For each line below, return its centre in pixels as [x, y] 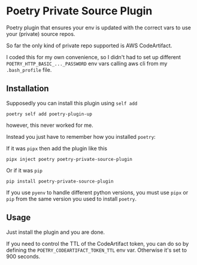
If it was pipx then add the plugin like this [57, 148]
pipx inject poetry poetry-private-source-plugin [69, 159]
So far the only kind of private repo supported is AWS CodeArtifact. [89, 45]
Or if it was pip [25, 170]
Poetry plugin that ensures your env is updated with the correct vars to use [99, 28]
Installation [28, 89]
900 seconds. [23, 256]
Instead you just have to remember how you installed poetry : [81, 136]
